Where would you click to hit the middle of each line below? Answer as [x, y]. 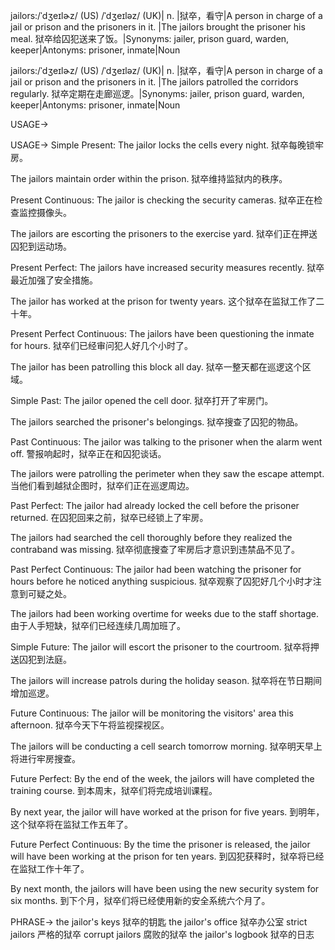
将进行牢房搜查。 [45, 758]
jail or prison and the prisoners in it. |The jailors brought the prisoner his [158, 27]
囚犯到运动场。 [41, 246]
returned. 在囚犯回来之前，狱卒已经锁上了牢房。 [109, 517]
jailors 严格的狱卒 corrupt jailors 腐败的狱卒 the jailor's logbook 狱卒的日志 [162, 934]
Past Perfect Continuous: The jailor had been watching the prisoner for [156, 569]
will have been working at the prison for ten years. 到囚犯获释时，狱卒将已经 [167, 856]
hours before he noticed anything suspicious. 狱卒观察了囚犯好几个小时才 [161, 581]
